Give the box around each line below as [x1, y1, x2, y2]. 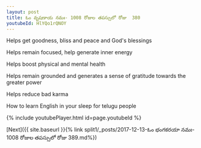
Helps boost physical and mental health [6, 60, 105, 68]
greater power [6, 79, 42, 86]
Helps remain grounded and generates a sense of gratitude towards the [6, 72, 186, 80]
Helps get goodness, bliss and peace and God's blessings [6, 37, 152, 44]
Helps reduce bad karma [6, 91, 69, 98]
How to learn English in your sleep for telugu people [6, 102, 137, 110]
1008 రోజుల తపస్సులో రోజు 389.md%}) [6, 134, 97, 141]
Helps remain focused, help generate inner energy [6, 49, 133, 56]
